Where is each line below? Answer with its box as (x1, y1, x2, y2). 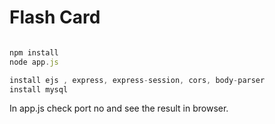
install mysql (9, 84, 69, 95)
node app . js (9, 57, 59, 67)
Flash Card (9, 6, 101, 29)
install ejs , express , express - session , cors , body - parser (9, 75, 266, 85)
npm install (9, 47, 59, 58)
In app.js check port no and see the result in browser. (9, 102, 229, 115)
